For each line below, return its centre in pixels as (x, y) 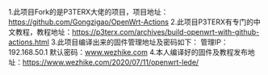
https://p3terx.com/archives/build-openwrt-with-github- (166, 32)
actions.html (29, 42)
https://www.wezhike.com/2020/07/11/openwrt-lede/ (111, 62)
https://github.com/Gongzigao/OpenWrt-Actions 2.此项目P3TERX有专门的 (131, 22)
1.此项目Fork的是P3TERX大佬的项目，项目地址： (88, 12)
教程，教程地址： (44, 32)
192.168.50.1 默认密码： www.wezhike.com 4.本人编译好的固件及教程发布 (128, 52)
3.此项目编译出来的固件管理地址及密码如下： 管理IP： (140, 42)
